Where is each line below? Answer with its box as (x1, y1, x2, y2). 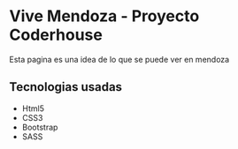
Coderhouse (9, 25, 104, 45)
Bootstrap (21, 122, 58, 132)
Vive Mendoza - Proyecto (9, 6, 200, 26)
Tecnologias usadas (9, 79, 122, 94)
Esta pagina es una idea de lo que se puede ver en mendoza (9, 54, 230, 64)
